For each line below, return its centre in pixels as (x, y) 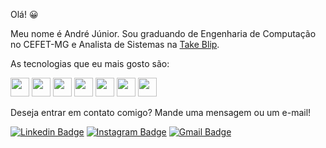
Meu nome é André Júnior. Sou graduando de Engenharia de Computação (163, 33)
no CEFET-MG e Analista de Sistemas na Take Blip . (115, 44)
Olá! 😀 (24, 14)
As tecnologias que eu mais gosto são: (90, 63)
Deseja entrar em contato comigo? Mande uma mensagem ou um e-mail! (161, 112)
